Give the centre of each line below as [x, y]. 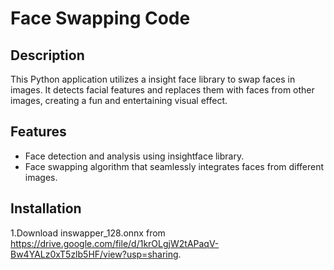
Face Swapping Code [100, 18]
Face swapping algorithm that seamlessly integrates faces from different [174, 166]
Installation [46, 208]
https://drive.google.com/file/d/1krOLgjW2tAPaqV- [115, 243]
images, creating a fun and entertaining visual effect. [119, 100]
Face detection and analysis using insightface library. [134, 156]
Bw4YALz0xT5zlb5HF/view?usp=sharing [94, 254]
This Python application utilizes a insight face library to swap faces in [153, 79]
